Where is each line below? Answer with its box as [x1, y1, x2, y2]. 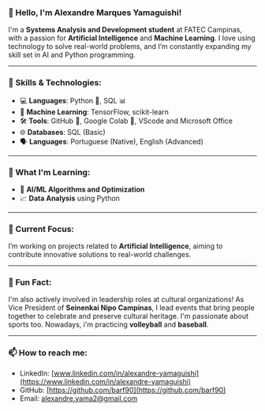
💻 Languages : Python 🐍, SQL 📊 [19, 95, 126, 105]
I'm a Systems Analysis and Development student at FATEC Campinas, [8, 25, 243, 35]
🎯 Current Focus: [8, 223, 75, 234]
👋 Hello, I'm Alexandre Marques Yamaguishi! [8, 7, 182, 18]
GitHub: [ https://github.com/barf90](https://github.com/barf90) [19, 385, 226, 394]
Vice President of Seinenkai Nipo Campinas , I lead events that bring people [8, 303, 255, 312]
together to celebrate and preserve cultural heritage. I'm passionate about [8, 312, 249, 321]
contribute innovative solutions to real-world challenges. [8, 250, 192, 260]
